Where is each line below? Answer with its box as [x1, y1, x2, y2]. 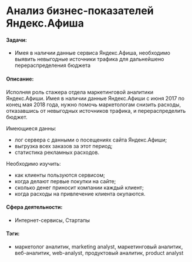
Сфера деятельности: [6, 204, 63, 211]
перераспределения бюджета [14, 62, 91, 69]
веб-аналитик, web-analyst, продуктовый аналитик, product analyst [14, 250, 184, 256]
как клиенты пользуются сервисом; [14, 172, 106, 179]
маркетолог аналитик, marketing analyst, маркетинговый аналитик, [14, 243, 183, 250]
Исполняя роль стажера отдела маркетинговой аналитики [6, 88, 154, 95]
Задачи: [6, 36, 28, 43]
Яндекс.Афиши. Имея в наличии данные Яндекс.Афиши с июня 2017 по [6, 95, 185, 102]
